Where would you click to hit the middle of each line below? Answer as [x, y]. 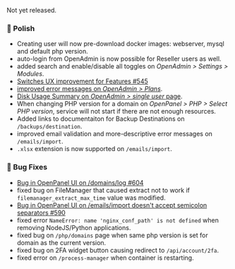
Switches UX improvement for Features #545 [83, 81]
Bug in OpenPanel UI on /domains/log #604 [80, 182]
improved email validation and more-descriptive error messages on [115, 134]
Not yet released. [32, 10]
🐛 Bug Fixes [27, 167]
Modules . [30, 74]
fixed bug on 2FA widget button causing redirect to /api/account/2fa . [118, 250]
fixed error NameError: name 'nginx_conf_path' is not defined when [118, 220]
